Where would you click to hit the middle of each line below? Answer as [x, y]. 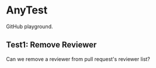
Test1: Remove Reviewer [51, 45]
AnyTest [27, 10]
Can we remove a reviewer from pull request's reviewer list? [78, 59]
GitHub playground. [30, 26]
